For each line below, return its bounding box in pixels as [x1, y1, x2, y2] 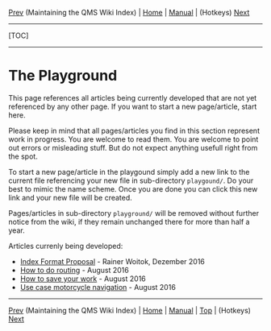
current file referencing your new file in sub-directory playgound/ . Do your [8, 176, 254, 185]
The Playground [8, 67, 118, 85]
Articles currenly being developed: [8, 241, 123, 250]
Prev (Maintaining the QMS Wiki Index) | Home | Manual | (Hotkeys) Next [8, 8, 250, 17]
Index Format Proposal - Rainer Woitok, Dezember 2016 [19, 256, 206, 266]
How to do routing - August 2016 [19, 265, 129, 275]
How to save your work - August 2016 [19, 274, 147, 283]
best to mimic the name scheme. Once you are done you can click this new [8, 184, 258, 193]
